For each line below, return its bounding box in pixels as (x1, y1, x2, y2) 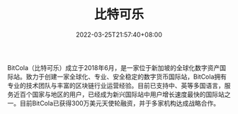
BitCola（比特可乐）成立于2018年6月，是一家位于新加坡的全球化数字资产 (7, 63, 220, 72)
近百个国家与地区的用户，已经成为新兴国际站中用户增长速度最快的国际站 (13, 90, 225, 98)
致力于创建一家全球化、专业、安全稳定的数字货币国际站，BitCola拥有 (25, 72, 227, 81)
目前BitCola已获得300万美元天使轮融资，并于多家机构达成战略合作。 (19, 98, 220, 107)
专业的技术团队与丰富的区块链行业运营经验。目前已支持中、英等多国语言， (7, 81, 225, 89)
